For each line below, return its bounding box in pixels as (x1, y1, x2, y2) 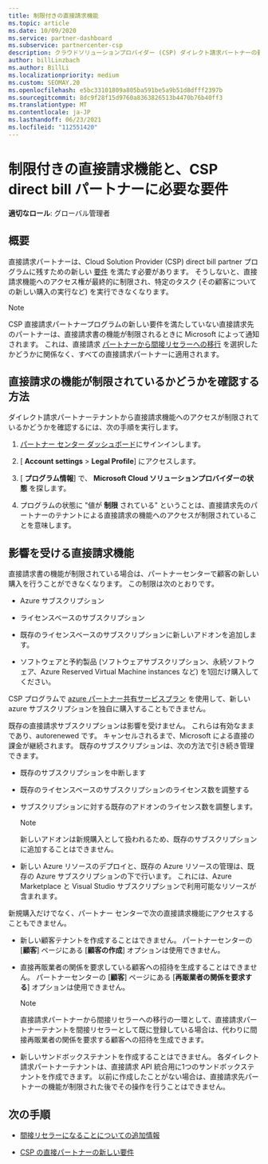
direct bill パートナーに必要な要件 (8, 180, 229, 198)
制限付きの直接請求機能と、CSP (8, 160, 219, 178)
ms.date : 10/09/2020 (8, 26, 77, 34)
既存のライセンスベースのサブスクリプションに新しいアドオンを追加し (19, 630, 250, 640)
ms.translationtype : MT (8, 101, 88, 109)
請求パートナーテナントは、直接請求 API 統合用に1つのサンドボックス (19, 1062, 248, 1072)
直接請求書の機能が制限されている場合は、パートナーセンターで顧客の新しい (8, 569, 259, 578)
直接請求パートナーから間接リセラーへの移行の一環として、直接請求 (19, 1015, 243, 1025)
